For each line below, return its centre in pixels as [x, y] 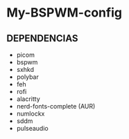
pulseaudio [33, 128]
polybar [27, 77]
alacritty [28, 99]
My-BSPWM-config [64, 13]
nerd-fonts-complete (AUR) [56, 106]
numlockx [31, 113]
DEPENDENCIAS [42, 38]
